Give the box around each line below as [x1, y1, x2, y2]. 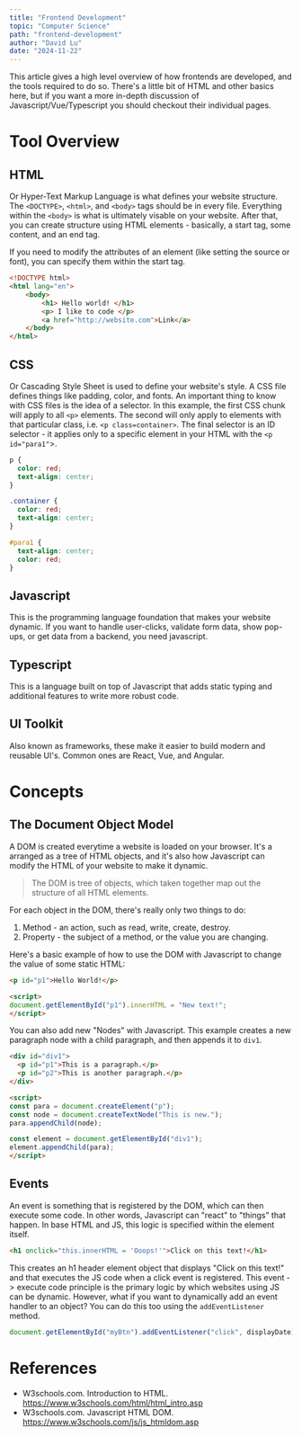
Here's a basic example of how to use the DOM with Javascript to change [9, 949, 282, 959]
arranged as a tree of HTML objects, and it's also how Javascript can [9, 851, 265, 861]
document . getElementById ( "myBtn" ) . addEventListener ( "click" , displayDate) [9, 1327, 296, 1336]
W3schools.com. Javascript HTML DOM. [22, 1406, 174, 1417]
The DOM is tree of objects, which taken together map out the [31, 878, 262, 888]
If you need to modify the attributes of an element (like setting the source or [9, 246, 290, 257]
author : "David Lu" [9, 38, 83, 48]
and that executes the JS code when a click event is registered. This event [9, 1271, 285, 1282]
